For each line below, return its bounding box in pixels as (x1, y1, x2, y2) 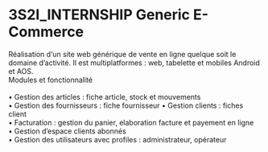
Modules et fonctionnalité (8, 75, 93, 84)
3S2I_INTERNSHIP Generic (8, 6, 191, 24)
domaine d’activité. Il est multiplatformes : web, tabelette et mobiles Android (8, 58, 260, 68)
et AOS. (8, 66, 34, 76)
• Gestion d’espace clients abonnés (8, 126, 126, 136)
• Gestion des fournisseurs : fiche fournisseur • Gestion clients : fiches (8, 101, 244, 110)
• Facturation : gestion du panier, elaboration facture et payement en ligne (8, 117, 254, 127)
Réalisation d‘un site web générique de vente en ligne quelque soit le (8, 49, 237, 59)
